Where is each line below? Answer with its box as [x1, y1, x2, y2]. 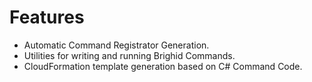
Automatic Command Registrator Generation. [23, 39, 210, 51]
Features [9, 6, 85, 29]
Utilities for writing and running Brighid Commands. [23, 49, 236, 61]
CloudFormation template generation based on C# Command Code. [23, 60, 303, 72]
